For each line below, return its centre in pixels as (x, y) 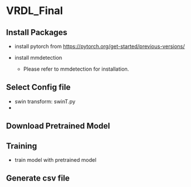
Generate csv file (38, 179)
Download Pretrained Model (58, 126)
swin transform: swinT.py (45, 101)
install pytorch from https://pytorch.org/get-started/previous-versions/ (100, 46)
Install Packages (37, 32)
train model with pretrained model (55, 160)
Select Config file (38, 87)
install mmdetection (38, 58)
